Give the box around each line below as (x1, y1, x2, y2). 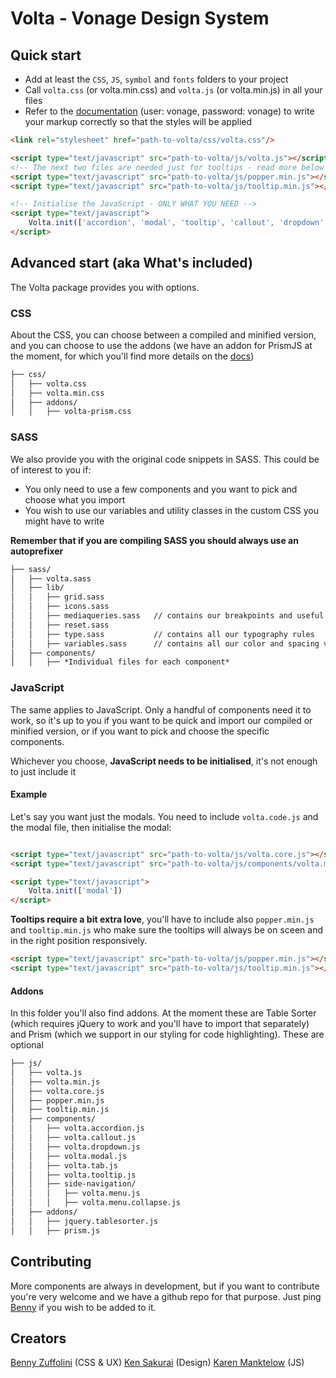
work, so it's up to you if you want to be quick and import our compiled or (10, 714, 313, 726)
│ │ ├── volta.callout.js (10, 1133, 137, 1143)
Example (10, 788, 48, 801)
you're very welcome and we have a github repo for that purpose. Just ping (10, 1290, 322, 1302)
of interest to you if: (10, 463, 92, 476)
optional (10, 1039, 44, 1051)
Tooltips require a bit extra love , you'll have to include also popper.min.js (10, 913, 315, 926)
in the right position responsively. (10, 935, 148, 947)
